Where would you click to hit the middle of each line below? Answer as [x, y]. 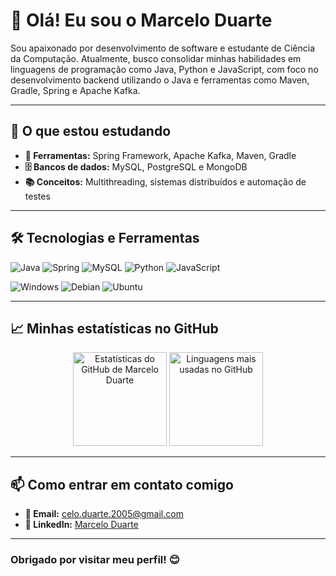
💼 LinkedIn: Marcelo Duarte [81, 525]
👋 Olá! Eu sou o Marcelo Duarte [141, 20]
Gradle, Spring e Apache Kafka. [75, 90]
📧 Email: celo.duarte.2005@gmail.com [104, 514]
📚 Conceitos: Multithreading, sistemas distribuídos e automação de [165, 181]
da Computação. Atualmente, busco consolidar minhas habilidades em [156, 58]
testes [37, 196]
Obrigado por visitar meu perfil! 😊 [95, 560]
